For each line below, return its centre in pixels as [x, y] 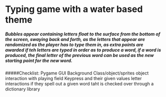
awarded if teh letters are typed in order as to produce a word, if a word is [83, 50]
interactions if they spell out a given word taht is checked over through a [80, 84]
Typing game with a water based [74, 9]
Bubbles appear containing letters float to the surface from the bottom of [83, 34]
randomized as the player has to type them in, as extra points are [74, 44]
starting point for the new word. [39, 60]
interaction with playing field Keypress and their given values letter [74, 78]
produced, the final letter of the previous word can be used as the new [80, 55]
